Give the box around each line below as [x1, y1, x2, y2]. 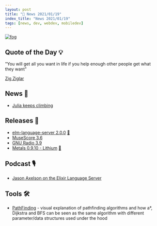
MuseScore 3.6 [12, 135, 43, 140]
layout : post [5, 7, 31, 12]
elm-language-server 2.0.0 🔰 [12, 129, 70, 135]
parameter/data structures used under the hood [12, 215, 108, 221]
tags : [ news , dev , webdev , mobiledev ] [5, 20, 83, 26]
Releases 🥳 [5, 117, 39, 125]
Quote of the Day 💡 [5, 48, 63, 56]
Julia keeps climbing [12, 103, 53, 108]
